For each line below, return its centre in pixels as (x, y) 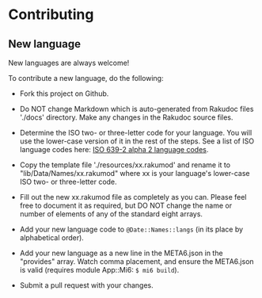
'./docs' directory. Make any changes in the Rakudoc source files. (126, 117)
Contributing (51, 15)
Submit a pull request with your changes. (86, 285)
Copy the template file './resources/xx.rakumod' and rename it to (125, 165)
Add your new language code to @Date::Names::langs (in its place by (131, 229)
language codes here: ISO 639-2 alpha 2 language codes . (114, 149)
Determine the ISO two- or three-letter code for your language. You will (136, 133)
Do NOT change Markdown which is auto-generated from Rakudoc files (137, 109)
